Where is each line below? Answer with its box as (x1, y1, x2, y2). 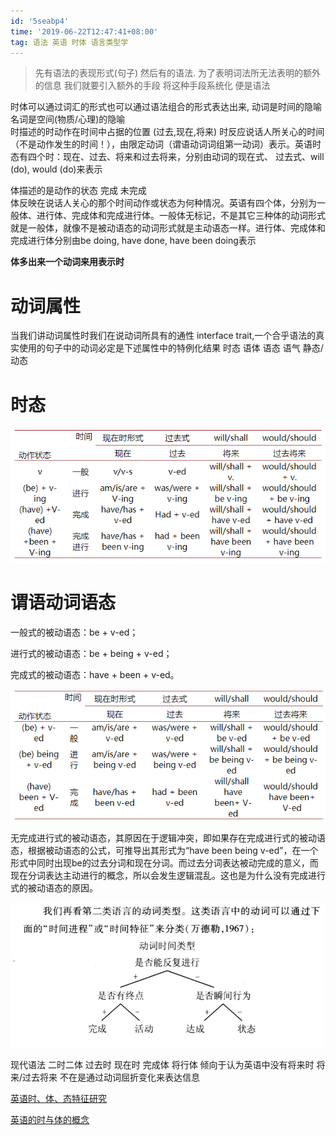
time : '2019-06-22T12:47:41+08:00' (10, 26, 159, 37)
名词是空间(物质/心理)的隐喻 (10, 113, 126, 125)
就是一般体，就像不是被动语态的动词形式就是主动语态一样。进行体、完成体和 (10, 222, 326, 234)
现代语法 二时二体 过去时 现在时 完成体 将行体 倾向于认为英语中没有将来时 (10, 1058, 315, 1070)
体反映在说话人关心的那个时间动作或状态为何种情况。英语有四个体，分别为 (10, 197, 317, 209)
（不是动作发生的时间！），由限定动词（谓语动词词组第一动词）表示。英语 (10, 138, 313, 150)
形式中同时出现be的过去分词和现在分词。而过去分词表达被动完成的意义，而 (10, 856, 319, 869)
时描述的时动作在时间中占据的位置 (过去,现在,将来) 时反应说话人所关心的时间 (10, 126, 325, 138)
